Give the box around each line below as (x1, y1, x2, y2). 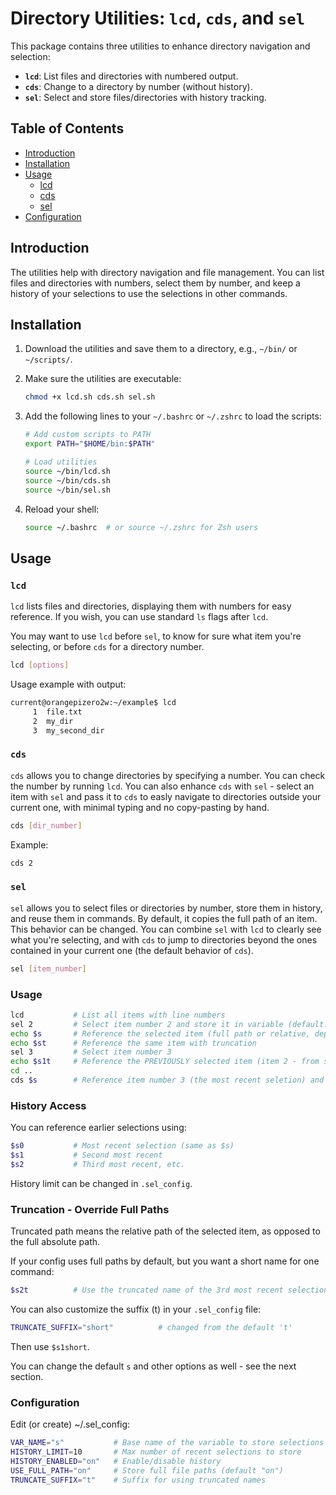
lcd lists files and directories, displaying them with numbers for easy (10, 600, 292, 612)
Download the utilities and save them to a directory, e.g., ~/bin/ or (24, 343, 298, 355)
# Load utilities (24, 457, 98, 467)
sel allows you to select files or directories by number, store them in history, (10, 902, 323, 914)
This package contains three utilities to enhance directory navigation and (10, 40, 311, 52)
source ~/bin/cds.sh (24, 475, 111, 486)
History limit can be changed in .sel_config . (10, 1177, 193, 1189)
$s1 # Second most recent (10, 1150, 163, 1161)
